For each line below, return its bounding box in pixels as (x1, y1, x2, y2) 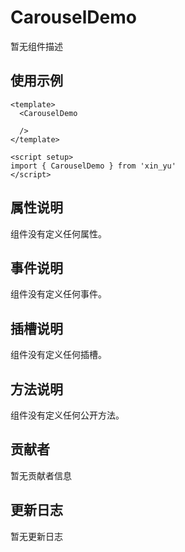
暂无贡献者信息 (10, 469, 72, 481)
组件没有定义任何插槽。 (10, 349, 107, 361)
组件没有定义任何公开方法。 (10, 409, 125, 421)
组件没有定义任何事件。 (10, 288, 107, 300)
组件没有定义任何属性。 (10, 227, 107, 240)
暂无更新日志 (10, 530, 63, 542)
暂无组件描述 (10, 40, 63, 52)
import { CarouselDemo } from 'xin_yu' (10, 161, 177, 171)
